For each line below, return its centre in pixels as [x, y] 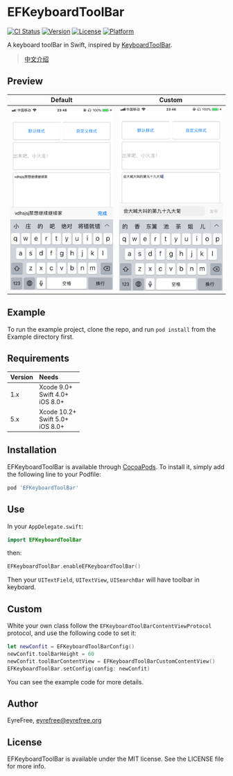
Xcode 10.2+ [58, 412]
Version [21, 377]
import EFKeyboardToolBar [44, 540]
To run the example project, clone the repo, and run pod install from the [112, 329]
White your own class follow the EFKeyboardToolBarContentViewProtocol [110, 626]
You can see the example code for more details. [76, 682]
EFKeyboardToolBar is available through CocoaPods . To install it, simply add [116, 466]
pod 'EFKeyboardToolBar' [43, 488]
